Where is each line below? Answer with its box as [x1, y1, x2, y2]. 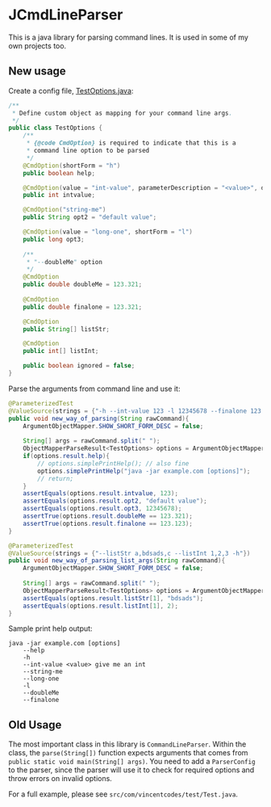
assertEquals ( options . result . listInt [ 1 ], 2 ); [23, 602, 179, 610]
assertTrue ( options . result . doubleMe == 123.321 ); [23, 512, 194, 520]
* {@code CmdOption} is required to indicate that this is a [26, 139, 236, 147]
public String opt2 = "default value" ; [23, 213, 157, 221]
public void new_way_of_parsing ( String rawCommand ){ [8, 414, 190, 422]
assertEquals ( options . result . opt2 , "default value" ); [23, 497, 207, 506]
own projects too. [8, 40, 67, 50]
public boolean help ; [23, 169, 95, 177]
